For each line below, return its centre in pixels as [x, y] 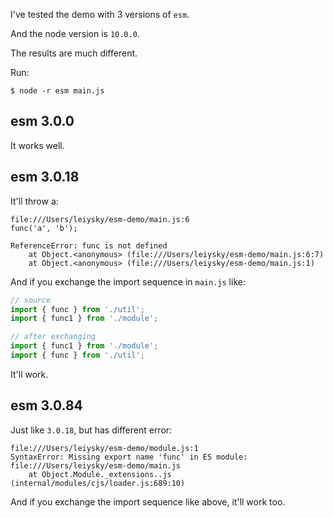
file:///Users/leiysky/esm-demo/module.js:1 [104, 448]
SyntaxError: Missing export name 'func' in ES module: [129, 457]
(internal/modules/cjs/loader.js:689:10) [98, 483]
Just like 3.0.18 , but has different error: [91, 430]
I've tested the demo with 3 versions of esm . [100, 14]
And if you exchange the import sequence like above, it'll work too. [148, 501]
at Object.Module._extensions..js [100, 474]
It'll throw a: [34, 201]
